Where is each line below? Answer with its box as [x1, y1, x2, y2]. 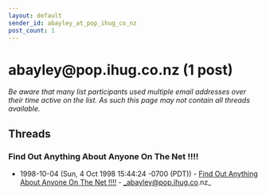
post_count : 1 [8, 26, 56, 34]
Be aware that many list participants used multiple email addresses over [8, 87, 247, 96]
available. [8, 104, 41, 114]
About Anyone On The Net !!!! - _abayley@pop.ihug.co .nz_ [19, 177, 212, 187]
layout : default [8, 11, 62, 20]
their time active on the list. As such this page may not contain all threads [8, 96, 251, 105]
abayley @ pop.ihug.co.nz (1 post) [8, 60, 233, 79]
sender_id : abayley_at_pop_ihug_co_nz [8, 19, 137, 27]
